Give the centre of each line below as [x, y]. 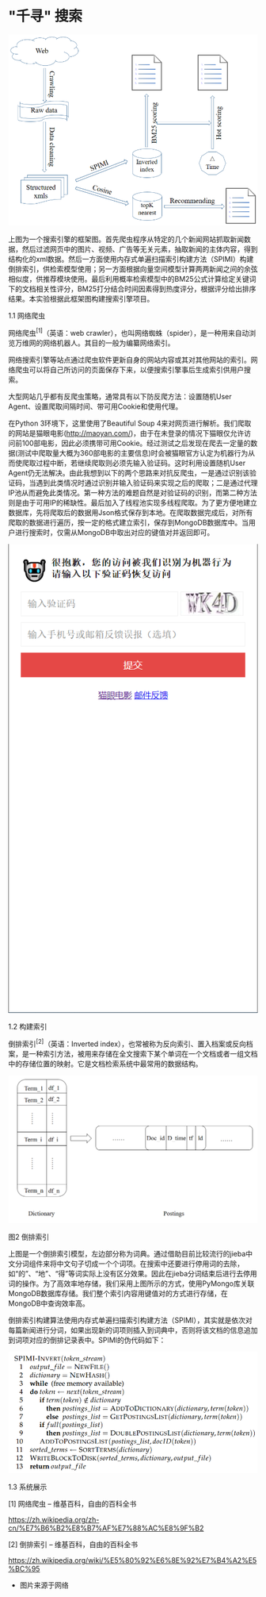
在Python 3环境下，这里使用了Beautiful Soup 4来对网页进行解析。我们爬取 [130, 423]
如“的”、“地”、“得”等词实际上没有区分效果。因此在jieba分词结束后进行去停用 [133, 1274]
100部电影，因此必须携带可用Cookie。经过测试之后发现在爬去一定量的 [136, 443]
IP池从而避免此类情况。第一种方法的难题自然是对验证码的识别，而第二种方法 [133, 492]
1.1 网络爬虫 [27, 316]
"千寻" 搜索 [46, 16]
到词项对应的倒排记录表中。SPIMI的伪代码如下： [87, 1340]
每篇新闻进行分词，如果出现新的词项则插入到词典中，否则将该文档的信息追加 [133, 1330]
